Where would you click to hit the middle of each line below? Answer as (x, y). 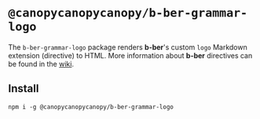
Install (24, 89)
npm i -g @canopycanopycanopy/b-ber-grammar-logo (91, 107)
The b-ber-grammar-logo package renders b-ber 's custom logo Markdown (128, 47)
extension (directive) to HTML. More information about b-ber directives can (130, 55)
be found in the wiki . (41, 64)
